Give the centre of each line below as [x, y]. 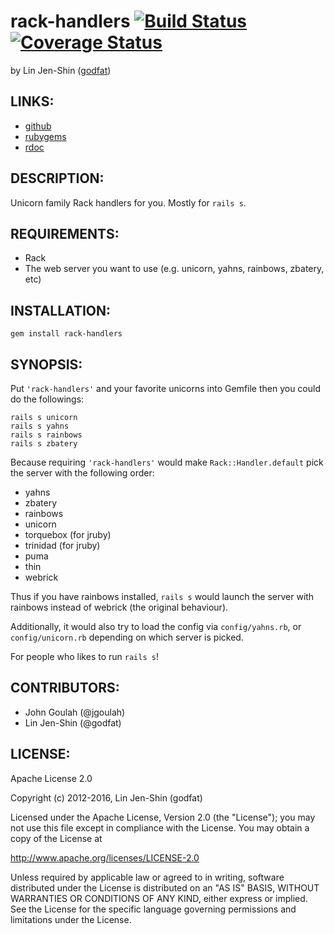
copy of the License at [56, 838]
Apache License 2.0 [51, 778]
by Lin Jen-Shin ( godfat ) [61, 70]
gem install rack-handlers [66, 334]
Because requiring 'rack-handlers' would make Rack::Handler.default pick [167, 462]
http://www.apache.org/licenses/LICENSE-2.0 [105, 857]
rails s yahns [40, 426]
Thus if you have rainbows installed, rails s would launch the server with [162, 596]
